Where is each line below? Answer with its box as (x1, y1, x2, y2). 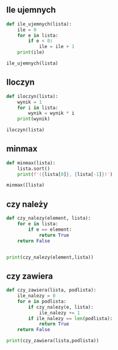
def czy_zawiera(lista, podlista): (6, 287, 97, 293)
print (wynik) (17, 116, 50, 122)
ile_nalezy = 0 (17, 293, 56, 299)
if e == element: (28, 226, 72, 233)
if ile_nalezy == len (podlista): (28, 315, 113, 321)
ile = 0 (17, 27, 36, 33)
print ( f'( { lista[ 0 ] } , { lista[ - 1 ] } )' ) (17, 171, 113, 177)
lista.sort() (17, 166, 50, 172)
